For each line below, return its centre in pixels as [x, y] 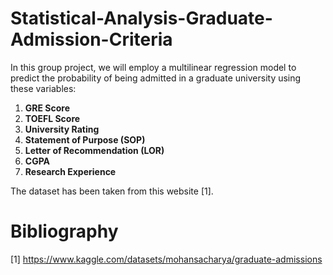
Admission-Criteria [91, 39]
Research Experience [70, 171]
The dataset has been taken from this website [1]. [112, 191]
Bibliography [64, 231]
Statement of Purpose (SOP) [85, 139]
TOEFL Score [52, 118]
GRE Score [47, 108]
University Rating [62, 129]
